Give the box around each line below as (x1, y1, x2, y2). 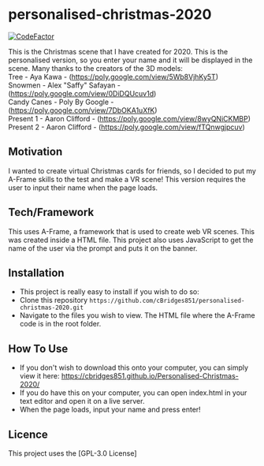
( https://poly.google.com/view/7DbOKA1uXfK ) (8, 105, 158, 115)
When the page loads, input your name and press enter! (19, 404, 201, 415)
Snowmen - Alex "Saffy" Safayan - (8, 80, 121, 90)
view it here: (19, 371, 60, 381)
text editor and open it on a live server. (19, 397, 145, 406)
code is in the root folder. (19, 319, 102, 329)
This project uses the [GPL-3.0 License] (8, 449, 137, 458)
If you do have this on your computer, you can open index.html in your (19, 388, 247, 397)
